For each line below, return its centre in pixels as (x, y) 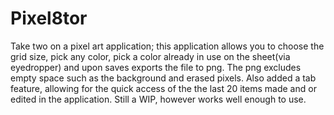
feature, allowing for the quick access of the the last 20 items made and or (163, 88)
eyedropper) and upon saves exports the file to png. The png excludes (156, 67)
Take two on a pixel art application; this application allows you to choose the (167, 46)
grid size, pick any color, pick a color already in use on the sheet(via (150, 56)
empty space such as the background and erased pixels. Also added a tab (163, 78)
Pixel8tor (49, 18)
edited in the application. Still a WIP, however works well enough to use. (158, 99)
